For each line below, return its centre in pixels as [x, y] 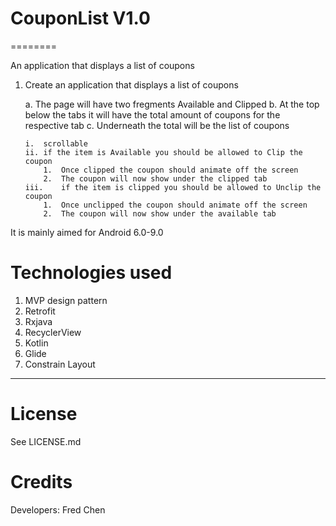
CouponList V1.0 [80, 18]
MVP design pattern [66, 300]
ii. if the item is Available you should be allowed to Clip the [163, 152]
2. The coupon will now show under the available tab [160, 213]
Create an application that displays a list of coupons [131, 84]
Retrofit [40, 311]
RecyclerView [53, 332]
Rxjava [38, 321]
